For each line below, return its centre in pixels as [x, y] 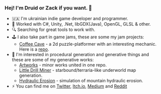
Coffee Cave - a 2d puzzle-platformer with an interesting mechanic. [88, 44]
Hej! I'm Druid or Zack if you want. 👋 [48, 8]
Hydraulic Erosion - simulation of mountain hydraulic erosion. [81, 81]
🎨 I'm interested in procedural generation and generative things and [80, 55]
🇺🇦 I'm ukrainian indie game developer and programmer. [70, 19]
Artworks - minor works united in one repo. [63, 65]
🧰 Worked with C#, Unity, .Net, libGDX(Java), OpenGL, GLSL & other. [81, 24]
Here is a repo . [34, 49]
